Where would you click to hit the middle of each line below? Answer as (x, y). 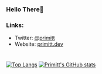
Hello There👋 (25, 9)
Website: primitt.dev (39, 44)
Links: (15, 25)
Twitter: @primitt (35, 38)
